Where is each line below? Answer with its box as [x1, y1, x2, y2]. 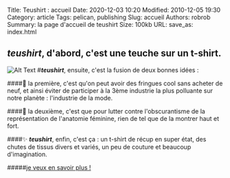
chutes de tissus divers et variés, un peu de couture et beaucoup [7, 142, 192, 151]
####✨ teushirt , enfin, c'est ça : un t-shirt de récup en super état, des [7, 135, 207, 143]
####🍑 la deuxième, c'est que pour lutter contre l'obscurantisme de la [7, 107, 206, 115]
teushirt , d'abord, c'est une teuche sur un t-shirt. [7, 47, 222, 59]
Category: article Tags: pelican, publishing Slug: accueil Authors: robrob [7, 13, 211, 21]
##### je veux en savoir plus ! [7, 163, 91, 171]
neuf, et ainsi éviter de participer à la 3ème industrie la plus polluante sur [7, 86, 213, 95]
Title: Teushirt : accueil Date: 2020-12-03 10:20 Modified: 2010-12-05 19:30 [7, 6, 221, 14]
